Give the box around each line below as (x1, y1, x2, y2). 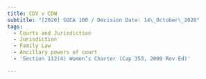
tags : (7, 23, 23, 30)
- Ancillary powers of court (13, 49, 98, 56)
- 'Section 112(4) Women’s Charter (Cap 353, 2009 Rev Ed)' (13, 55, 191, 62)
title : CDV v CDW (7, 10, 58, 17)
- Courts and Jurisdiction (13, 29, 92, 37)
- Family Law (13, 42, 51, 49)
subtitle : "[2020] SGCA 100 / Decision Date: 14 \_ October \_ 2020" (7, 17, 200, 24)
